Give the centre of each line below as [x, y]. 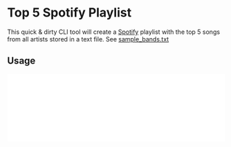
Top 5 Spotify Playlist [70, 13]
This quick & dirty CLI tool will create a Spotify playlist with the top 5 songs [113, 32]
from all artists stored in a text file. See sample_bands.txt [88, 39]
